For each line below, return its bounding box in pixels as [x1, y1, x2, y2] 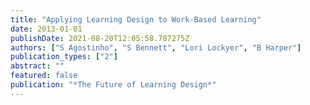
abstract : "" [10, 61, 65, 71]
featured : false [10, 71, 78, 81]
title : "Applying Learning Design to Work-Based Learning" [10, 14, 262, 25]
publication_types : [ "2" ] [10, 52, 118, 62]
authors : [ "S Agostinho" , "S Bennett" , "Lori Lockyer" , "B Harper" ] [10, 42, 302, 53]
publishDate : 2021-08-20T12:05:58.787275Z [10, 33, 190, 43]
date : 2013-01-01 [10, 24, 83, 34]
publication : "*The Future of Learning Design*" [10, 80, 217, 90]
